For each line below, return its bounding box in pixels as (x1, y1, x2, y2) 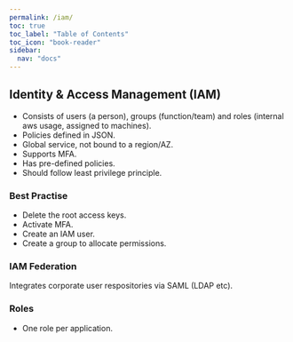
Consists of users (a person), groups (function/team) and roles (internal (21, 110, 284, 121)
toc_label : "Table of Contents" (9, 29, 129, 38)
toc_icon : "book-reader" (9, 37, 101, 47)
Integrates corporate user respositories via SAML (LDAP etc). (9, 281, 234, 291)
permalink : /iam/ (9, 12, 74, 22)
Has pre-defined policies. (21, 157, 115, 169)
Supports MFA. (21, 148, 77, 159)
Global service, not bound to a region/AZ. (21, 139, 174, 149)
